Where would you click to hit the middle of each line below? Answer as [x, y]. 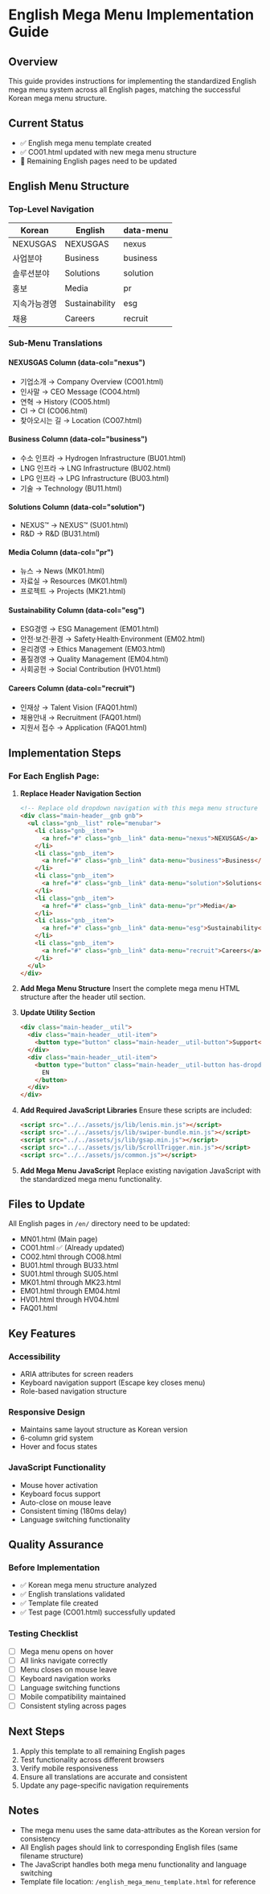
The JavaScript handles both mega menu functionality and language [133, 1864]
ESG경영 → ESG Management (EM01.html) [89, 629]
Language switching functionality [75, 1519]
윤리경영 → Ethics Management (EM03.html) [93, 649]
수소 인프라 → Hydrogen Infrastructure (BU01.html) [103, 458]
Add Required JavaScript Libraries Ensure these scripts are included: [136, 1110]
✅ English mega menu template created [86, 143]
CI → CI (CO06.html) [54, 410]
